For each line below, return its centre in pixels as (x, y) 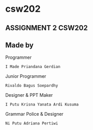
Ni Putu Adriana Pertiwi (32, 123)
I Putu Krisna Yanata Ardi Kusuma (42, 105)
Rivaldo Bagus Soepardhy (32, 86)
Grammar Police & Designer (34, 114)
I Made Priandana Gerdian (33, 67)
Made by (19, 45)
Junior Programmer (26, 76)
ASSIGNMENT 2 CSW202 (46, 28)
